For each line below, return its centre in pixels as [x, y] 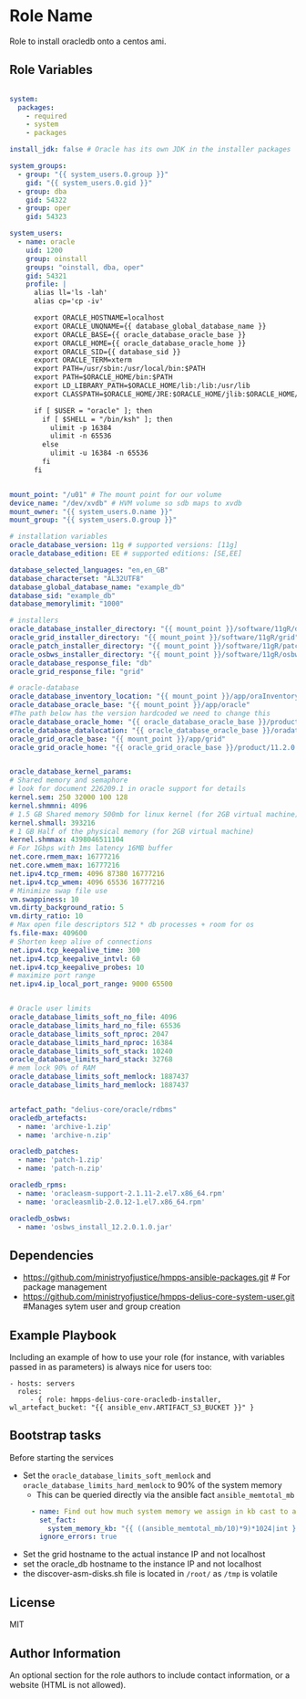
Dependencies [51, 1256]
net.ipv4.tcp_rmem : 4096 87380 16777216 [87, 873]
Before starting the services [61, 1457]
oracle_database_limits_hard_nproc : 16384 [91, 1042]
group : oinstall [57, 259]
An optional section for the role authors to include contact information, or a [150, 1675]
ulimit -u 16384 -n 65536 [99, 453]
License [32, 1603]
